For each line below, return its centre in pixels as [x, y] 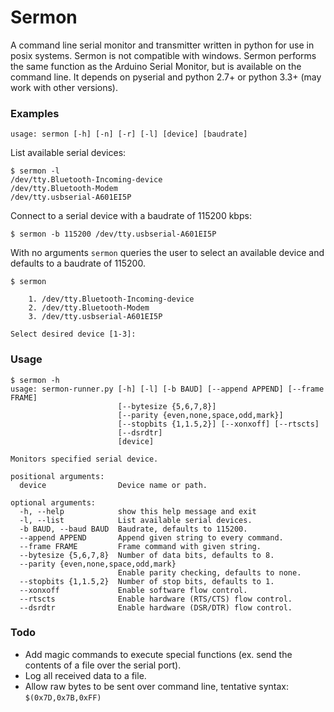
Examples [35, 113]
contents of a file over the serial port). [103, 665]
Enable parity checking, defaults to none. [209, 572]
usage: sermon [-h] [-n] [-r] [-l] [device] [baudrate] [129, 134]
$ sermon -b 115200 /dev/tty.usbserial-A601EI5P [113, 234]
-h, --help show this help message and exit [138, 511]
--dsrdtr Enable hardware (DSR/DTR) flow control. [156, 607]
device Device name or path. [113, 485]
